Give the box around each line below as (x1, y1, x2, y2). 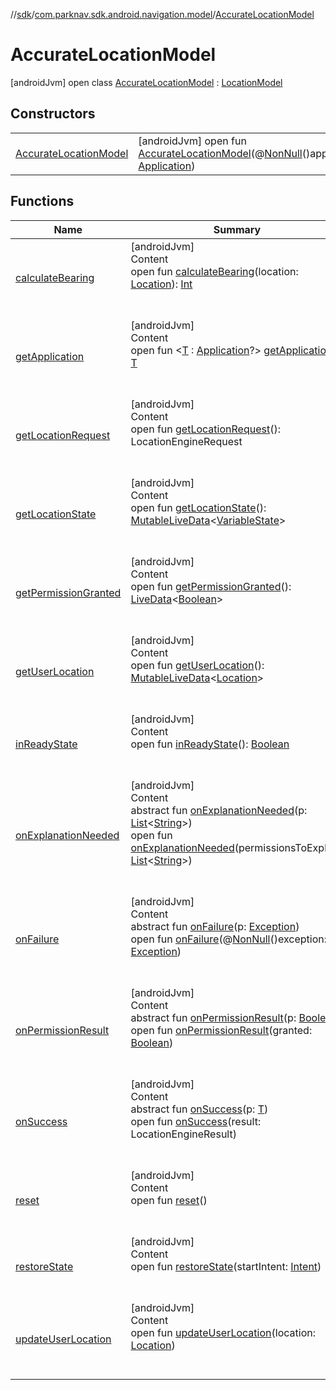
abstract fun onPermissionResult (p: (130, 1010, 297, 1024)
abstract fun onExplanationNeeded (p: (130, 803, 308, 817)
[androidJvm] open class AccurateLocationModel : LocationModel (10, 76, 283, 88)
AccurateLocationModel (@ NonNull (138, 146, 303, 160)
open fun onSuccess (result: (130, 1114, 262, 1128)
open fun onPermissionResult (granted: (130, 1023, 313, 1037)
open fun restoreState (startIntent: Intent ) (130, 1259, 322, 1273)
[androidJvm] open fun (138, 134, 247, 148)
